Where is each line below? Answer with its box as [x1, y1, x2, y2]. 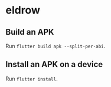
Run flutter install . [5, 75, 58, 82]
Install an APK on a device [5, 59, 103, 69]
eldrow [5, 4, 41, 17]
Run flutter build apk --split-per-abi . [5, 42, 106, 49]
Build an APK [5, 27, 54, 37]
